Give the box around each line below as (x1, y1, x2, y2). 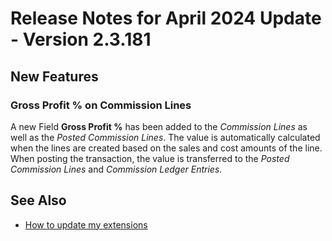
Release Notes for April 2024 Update (10, 7, 322, 30)
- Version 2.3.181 (10, 28, 152, 51)
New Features (10, 68, 99, 85)
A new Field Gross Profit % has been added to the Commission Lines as (10, 120, 308, 132)
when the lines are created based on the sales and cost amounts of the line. (10, 142, 323, 154)
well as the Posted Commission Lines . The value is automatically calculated (10, 131, 321, 143)
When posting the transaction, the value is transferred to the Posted (10, 152, 290, 164)
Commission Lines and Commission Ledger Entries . (10, 163, 223, 175)
